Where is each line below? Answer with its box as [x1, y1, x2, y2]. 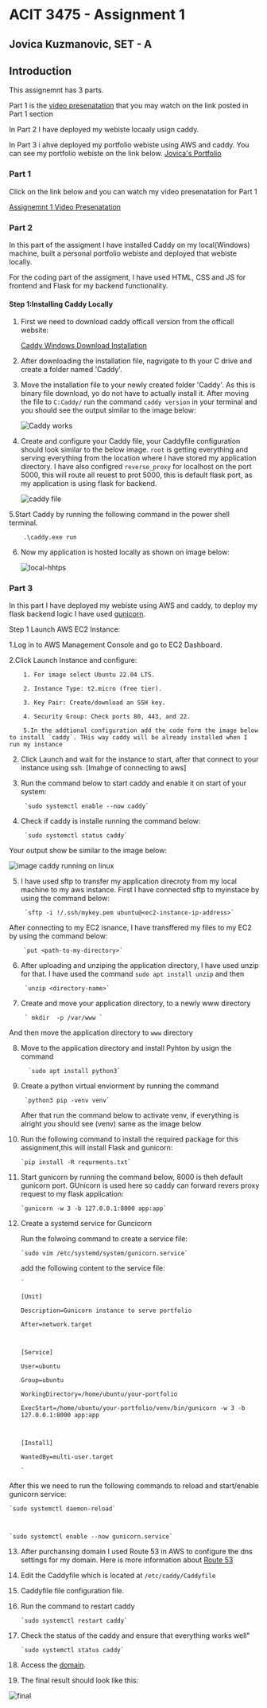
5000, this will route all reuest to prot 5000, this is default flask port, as [20, 470, 253, 480]
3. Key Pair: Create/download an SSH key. [23, 699, 166, 707]
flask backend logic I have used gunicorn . [9, 609, 146, 619]
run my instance [9, 741, 63, 749]
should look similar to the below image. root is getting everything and [20, 445, 249, 455]
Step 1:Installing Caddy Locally [9, 299, 114, 308]
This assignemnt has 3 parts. [9, 85, 104, 95]
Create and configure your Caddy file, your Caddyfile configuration [20, 437, 241, 446]
